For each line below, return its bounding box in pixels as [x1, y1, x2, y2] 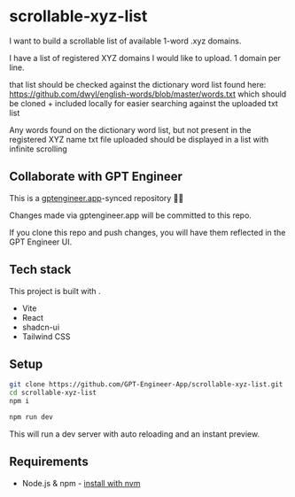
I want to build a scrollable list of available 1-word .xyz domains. [9, 35, 242, 46]
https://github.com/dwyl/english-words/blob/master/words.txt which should [9, 89, 287, 99]
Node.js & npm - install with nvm [21, 478, 141, 488]
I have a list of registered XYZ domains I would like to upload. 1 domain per [9, 52, 282, 63]
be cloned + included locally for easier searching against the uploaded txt [9, 97, 279, 108]
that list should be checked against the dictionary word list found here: [9, 79, 267, 89]
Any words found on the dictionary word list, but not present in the [9, 124, 252, 135]
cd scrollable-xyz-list [9, 388, 97, 398]
